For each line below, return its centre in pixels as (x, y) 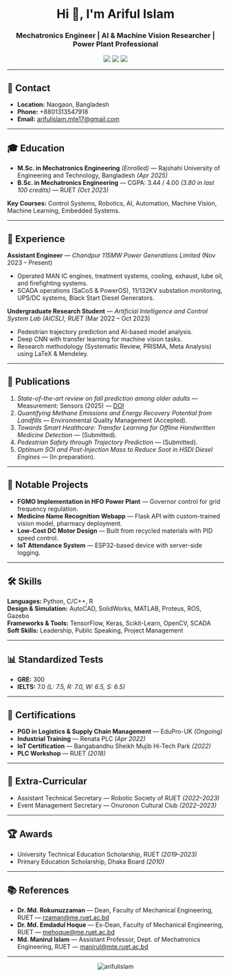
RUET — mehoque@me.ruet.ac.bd (66, 932)
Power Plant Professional (115, 44)
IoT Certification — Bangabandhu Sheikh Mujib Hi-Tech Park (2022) (114, 746)
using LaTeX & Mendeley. (53, 353)
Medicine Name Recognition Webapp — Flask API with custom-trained (119, 516)
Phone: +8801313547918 (53, 112)
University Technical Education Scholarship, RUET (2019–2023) (107, 854)
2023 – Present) (30, 262)
